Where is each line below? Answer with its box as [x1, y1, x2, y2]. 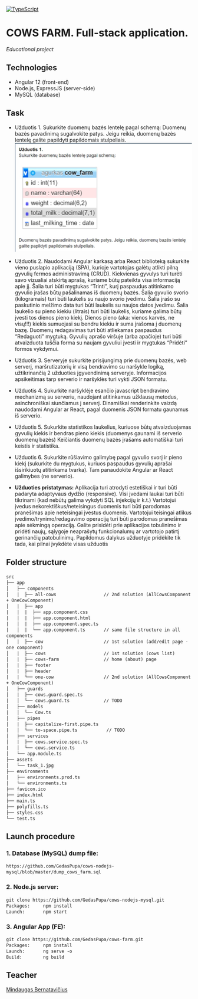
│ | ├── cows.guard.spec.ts [6, 692, 83, 698]
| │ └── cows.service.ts [6, 745, 75, 751]
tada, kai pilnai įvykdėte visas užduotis [14, 540, 108, 547]
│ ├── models [6, 704, 44, 709]
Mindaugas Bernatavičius [6, 985, 68, 993]
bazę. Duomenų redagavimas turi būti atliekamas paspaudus [14, 326, 162, 333]
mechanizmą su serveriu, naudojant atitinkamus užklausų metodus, [14, 393, 179, 400]
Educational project [6, 45, 54, 52]
